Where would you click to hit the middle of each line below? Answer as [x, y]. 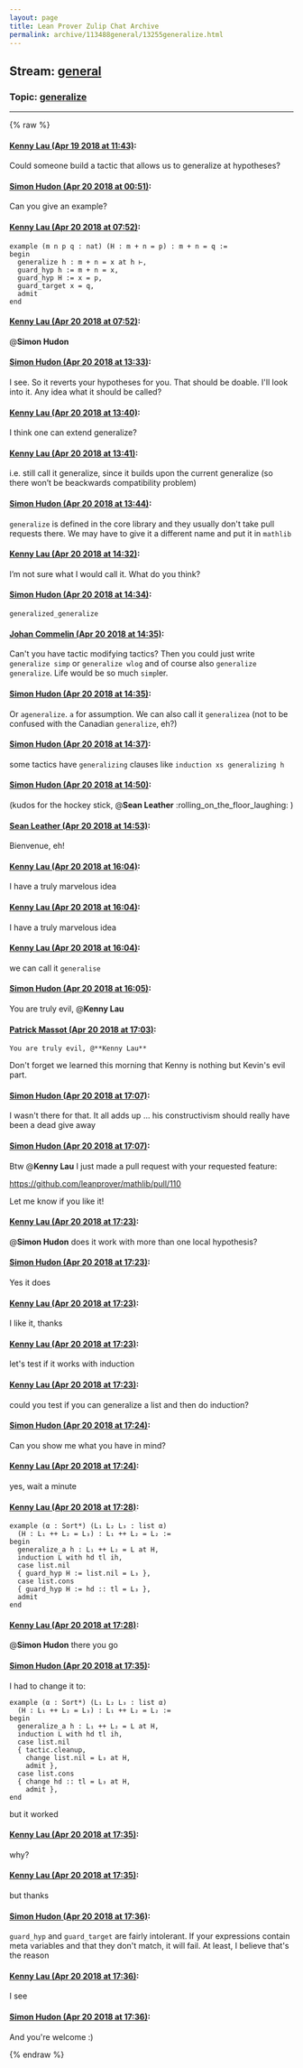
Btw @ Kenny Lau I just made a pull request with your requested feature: [143, 1166]
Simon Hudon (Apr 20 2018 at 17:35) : [80, 1665]
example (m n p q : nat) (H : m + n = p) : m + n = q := [119, 246]
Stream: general [55, 71]
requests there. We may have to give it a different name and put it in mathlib [150, 533]
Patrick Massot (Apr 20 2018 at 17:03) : [83, 1029]
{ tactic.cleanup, [52, 1750]
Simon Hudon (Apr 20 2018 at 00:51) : [80, 186]
